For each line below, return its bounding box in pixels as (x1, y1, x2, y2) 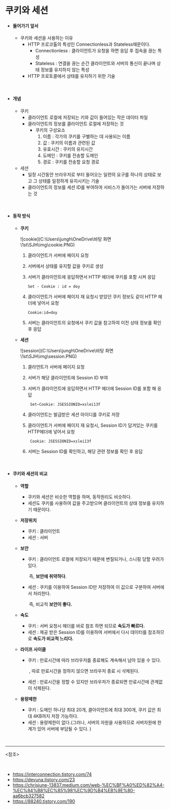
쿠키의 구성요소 (35, 127, 66, 133)
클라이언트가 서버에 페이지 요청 (27, 252, 89, 258)
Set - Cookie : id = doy (27, 284, 80, 289)
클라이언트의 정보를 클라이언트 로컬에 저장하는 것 (27, 121, 124, 127)
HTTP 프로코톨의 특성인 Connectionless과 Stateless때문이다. (27, 41, 151, 47)
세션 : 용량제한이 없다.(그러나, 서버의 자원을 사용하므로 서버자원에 (27, 720, 156, 725)
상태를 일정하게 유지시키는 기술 (38, 177, 100, 184)
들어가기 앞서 (12, 22, 39, 28)
